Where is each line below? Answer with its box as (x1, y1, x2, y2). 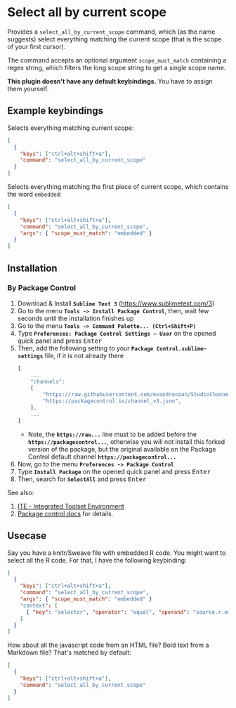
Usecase (7, 530, 47, 542)
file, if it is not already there (44, 351, 124, 360)
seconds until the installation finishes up (17, 314, 134, 322)
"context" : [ (20, 602, 58, 609)
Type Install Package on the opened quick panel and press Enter (17, 467, 211, 476)
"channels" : (30, 378, 65, 385)
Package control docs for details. (17, 509, 114, 518)
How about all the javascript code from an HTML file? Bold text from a (7, 641, 209, 650)
